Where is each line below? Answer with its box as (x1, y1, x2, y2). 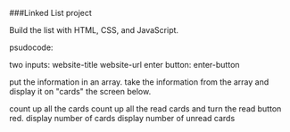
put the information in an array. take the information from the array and (9, 77, 269, 87)
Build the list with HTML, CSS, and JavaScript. (9, 25, 179, 35)
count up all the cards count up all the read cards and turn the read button (9, 103, 282, 114)
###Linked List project (9, 8, 92, 18)
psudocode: (9, 42, 54, 53)
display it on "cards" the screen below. (9, 87, 152, 96)
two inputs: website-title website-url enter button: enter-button (9, 60, 240, 70)
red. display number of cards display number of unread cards (9, 113, 236, 123)
